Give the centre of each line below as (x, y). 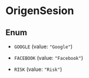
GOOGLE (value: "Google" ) (43, 46)
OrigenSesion (40, 11)
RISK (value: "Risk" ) (38, 69)
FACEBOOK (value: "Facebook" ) (49, 58)
